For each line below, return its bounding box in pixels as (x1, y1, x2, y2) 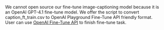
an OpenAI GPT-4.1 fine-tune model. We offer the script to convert (5, 9, 139, 15)
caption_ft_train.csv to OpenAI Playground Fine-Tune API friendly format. (5, 15, 153, 20)
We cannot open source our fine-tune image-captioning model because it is (5, 4, 159, 10)
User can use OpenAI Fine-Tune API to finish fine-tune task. (5, 19, 127, 25)
